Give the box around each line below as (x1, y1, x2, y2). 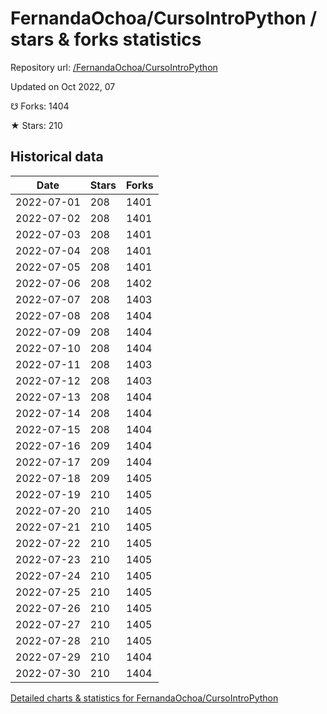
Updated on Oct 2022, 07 (10, 80, 116, 92)
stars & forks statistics (10, 28, 202, 51)
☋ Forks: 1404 (10, 100, 70, 112)
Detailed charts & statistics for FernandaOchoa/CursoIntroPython (10, 692, 279, 704)
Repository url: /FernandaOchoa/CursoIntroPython (10, 61, 218, 73)
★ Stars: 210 (10, 119, 63, 131)
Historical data (10, 148, 104, 166)
